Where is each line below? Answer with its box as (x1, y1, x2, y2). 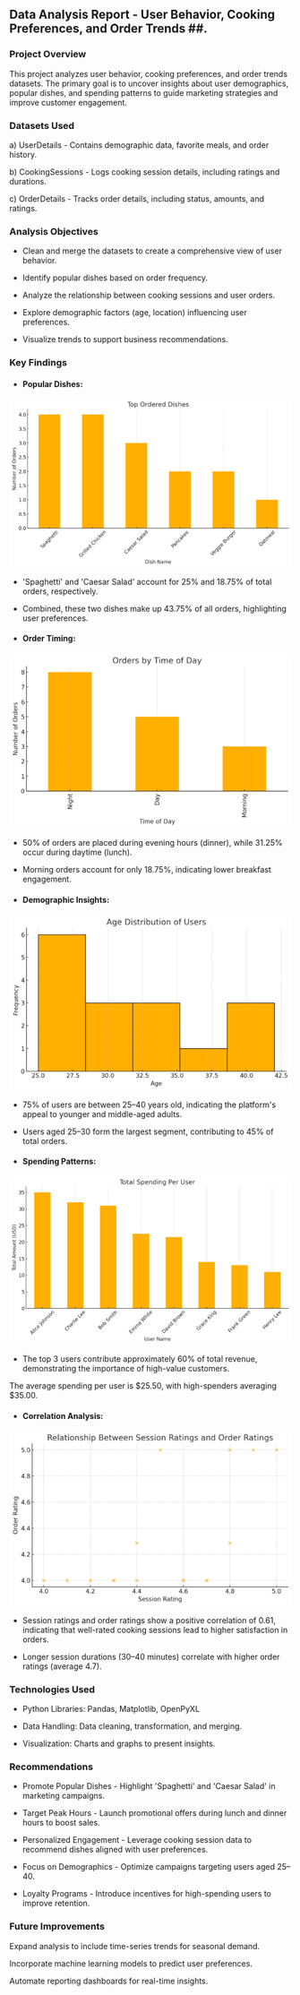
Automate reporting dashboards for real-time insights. (9, 1975, 209, 1986)
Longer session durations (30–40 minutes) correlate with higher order (21, 1651, 280, 1662)
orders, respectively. (21, 586, 99, 597)
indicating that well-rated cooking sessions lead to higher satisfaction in (21, 1624, 288, 1635)
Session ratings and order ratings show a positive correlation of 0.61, (21, 1614, 276, 1625)
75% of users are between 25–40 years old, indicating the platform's (21, 1099, 277, 1110)
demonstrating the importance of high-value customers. (21, 1363, 230, 1374)
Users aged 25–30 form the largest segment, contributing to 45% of (21, 1126, 274, 1137)
